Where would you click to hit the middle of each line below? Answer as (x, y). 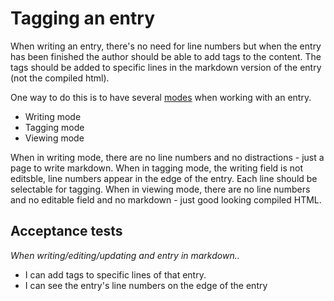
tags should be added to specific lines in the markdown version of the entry (166, 67)
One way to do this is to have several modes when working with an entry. (161, 97)
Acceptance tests (66, 231)
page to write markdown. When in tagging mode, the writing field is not (157, 168)
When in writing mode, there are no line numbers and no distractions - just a (167, 157)
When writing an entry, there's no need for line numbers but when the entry (166, 46)
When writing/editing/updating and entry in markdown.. (125, 255)
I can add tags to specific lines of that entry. (115, 274)
